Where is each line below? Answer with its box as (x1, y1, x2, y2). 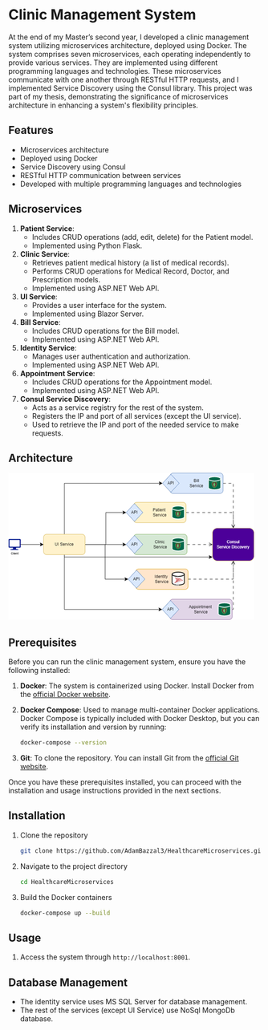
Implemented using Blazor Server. (31, 309, 144, 318)
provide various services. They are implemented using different (8, 58, 218, 67)
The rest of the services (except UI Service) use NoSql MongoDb (19, 1005, 235, 1016)
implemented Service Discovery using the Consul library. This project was (8, 83, 253, 93)
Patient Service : (19, 223, 75, 233)
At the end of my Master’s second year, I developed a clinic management (8, 32, 250, 42)
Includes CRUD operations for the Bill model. (31, 326, 180, 335)
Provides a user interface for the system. (31, 300, 167, 310)
